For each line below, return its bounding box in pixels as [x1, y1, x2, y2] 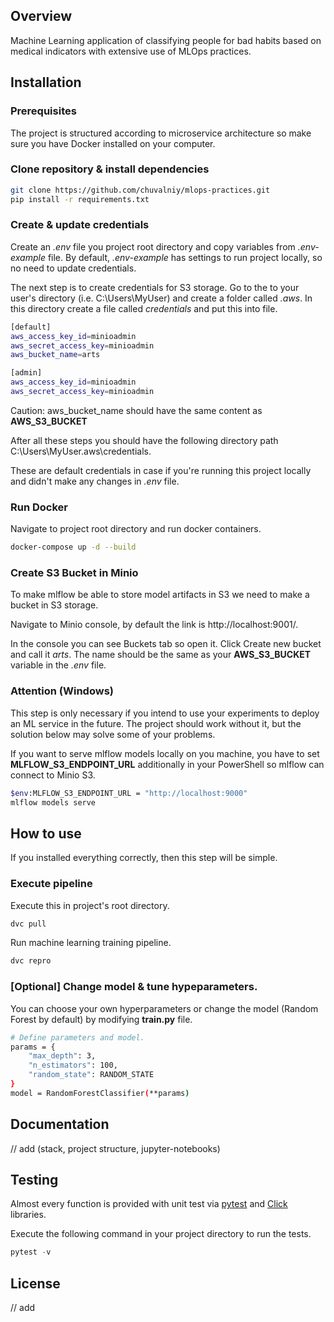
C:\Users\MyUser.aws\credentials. [10, 445, 152, 457]
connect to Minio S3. [10, 769, 96, 781]
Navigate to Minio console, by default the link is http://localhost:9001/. [10, 619, 299, 631]
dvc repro [10, 956, 52, 966]
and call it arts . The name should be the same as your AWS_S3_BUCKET [10, 649, 312, 661]
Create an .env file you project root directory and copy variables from [10, 240, 296, 253]
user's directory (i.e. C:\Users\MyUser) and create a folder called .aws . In [10, 292, 313, 304]
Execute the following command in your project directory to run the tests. [10, 1228, 312, 1240]
